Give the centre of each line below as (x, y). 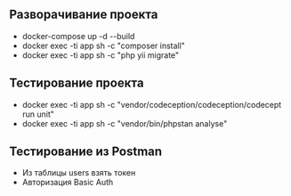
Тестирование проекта (77, 83)
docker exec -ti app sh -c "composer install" (103, 45)
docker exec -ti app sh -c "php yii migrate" (101, 55)
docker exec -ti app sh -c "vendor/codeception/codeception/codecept (152, 104)
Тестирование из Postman (86, 152)
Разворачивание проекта (84, 15)
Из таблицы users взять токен (79, 173)
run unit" (38, 114)
